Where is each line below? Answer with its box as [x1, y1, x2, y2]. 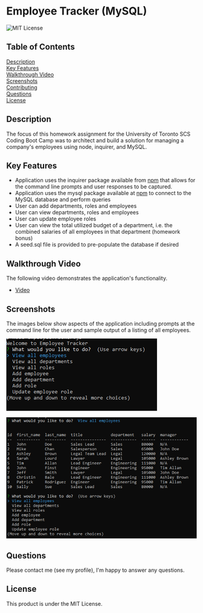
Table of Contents [6, 42, 76, 52]
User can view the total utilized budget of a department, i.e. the [14, 222, 173, 229]
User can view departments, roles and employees [14, 209, 139, 216]
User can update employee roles [14, 215, 97, 222]
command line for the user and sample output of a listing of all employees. [6, 326, 192, 334]
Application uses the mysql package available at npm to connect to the [14, 190, 192, 197]
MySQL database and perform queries [14, 196, 111, 204]
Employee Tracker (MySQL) [6, 4, 147, 18]
